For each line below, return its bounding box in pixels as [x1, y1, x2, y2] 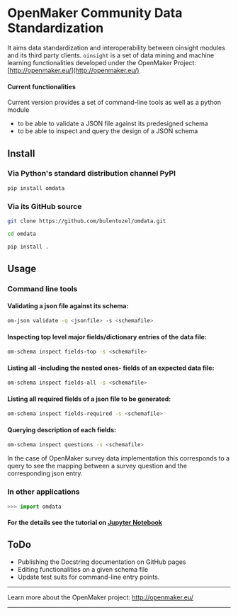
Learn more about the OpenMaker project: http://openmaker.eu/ [7, 593, 193, 602]
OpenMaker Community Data [7, 5, 183, 21]
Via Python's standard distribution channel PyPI [7, 169, 176, 179]
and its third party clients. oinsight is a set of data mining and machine [7, 51, 215, 60]
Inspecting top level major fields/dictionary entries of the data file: [7, 332, 207, 341]
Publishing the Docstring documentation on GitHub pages [17, 558, 186, 566]
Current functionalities [7, 82, 76, 91]
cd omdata [7, 230, 37, 237]
